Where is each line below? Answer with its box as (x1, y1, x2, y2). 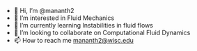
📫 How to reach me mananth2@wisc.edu (13, 37, 134, 44)
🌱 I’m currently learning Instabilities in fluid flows (13, 21, 153, 29)
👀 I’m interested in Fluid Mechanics (13, 14, 115, 22)
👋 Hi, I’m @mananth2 (13, 7, 74, 14)
